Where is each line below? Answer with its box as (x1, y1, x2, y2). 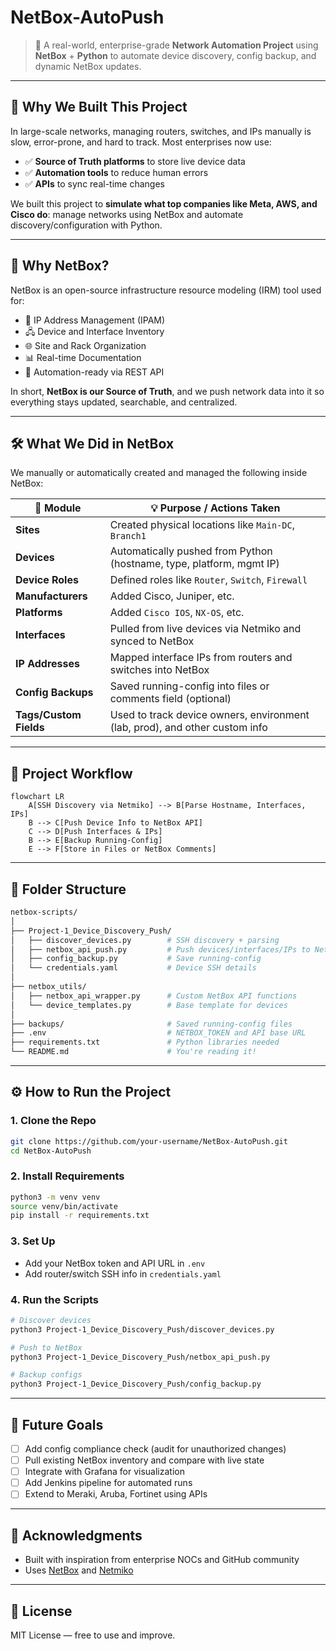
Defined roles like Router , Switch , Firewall (109, 573, 308, 587)
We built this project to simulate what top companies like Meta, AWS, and (10, 197, 318, 210)
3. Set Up (10, 1234, 56, 1248)
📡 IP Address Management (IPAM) (24, 314, 166, 326)
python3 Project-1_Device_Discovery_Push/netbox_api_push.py (10, 1352, 271, 1362)
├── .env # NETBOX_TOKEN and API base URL (10, 1028, 307, 1038)
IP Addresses (15, 657, 80, 671)
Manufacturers (15, 589, 88, 603)
